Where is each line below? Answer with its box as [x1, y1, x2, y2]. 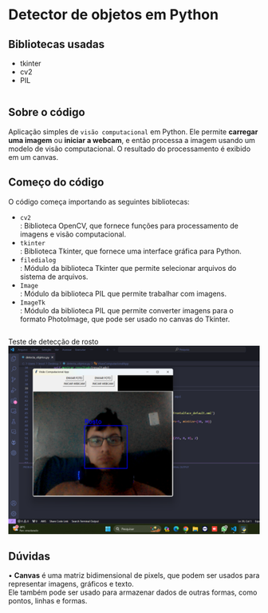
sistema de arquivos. [19, 272, 89, 281]
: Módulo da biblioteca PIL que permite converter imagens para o [19, 305, 234, 315]
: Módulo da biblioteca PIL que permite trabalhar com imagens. [19, 289, 227, 298]
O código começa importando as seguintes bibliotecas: [8, 197, 190, 206]
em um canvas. [8, 152, 58, 161]
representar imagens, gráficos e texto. [8, 579, 134, 589]
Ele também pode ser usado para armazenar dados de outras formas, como [8, 587, 258, 597]
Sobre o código [8, 105, 85, 119]
